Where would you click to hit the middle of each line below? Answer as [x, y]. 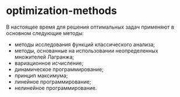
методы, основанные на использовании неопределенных [86, 50]
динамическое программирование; [59, 69]
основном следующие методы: [45, 33]
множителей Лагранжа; [44, 57]
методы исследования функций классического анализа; [85, 44]
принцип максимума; [41, 75]
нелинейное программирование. [56, 88]
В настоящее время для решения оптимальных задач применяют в [90, 27]
